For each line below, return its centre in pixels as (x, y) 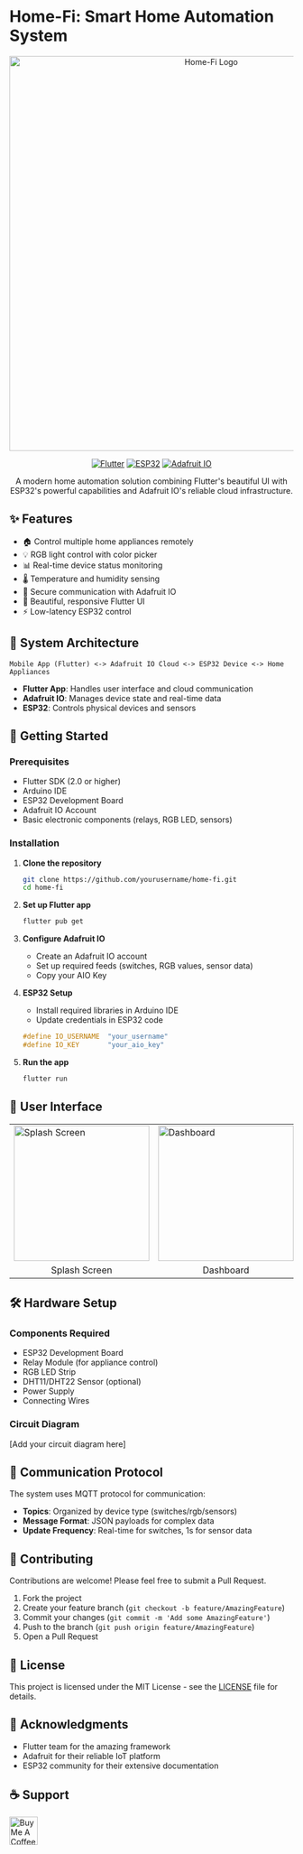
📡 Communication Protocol (87, 1472)
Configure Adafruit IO (64, 939)
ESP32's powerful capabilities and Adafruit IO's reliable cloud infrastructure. (151, 490)
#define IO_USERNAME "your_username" (95, 1037)
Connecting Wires (56, 1401)
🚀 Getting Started (59, 736)
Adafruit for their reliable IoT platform (91, 1756)
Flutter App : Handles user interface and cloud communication (138, 689)
